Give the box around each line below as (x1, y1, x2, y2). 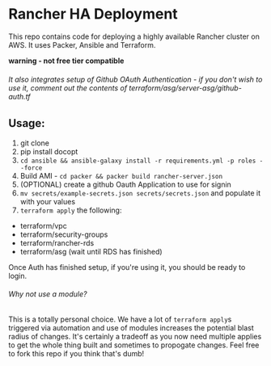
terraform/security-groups (19, 229, 108, 239)
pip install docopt (19, 146, 78, 156)
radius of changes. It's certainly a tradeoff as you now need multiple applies (8, 331, 262, 341)
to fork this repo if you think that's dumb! (8, 348, 145, 358)
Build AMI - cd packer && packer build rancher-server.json (19, 170, 223, 180)
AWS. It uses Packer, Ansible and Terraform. (8, 40, 156, 49)
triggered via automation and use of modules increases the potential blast (8, 322, 254, 332)
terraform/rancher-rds (19, 238, 95, 247)
